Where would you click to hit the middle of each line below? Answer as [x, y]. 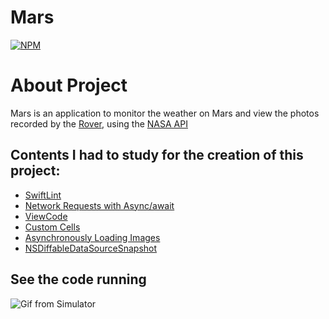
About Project [69, 85]
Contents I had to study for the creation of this [157, 155]
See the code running [78, 279]
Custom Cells [52, 227]
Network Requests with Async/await [99, 205]
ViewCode [46, 216]
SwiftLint [43, 195]
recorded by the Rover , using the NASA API [99, 123]
